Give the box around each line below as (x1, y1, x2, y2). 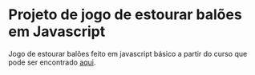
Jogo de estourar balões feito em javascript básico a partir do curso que (8, 49, 248, 58)
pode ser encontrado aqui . (8, 57, 96, 67)
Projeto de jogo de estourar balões (8, 6, 242, 24)
